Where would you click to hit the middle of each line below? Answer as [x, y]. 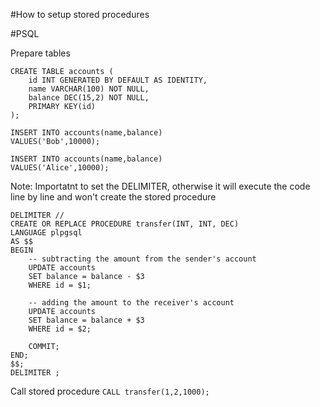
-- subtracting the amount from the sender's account [142, 259]
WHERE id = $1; [60, 285]
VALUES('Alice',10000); [60, 168]
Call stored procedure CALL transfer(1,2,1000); [110, 391]
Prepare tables [40, 53]
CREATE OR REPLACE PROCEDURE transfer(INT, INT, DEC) [125, 224]
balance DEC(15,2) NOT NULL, [89, 98]
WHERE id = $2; [60, 329]
